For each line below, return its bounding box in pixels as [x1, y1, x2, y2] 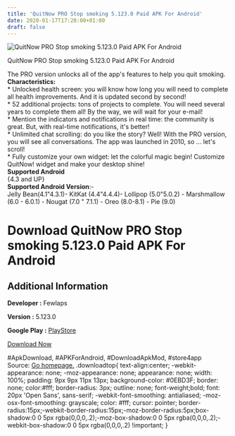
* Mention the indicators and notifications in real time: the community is [7, 115, 215, 123]
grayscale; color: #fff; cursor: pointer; [68, 399, 177, 407]
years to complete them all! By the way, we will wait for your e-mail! [7, 107, 203, 116]
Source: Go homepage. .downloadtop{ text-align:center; [7, 361, 170, 370]
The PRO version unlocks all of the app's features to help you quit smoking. [7, 70, 226, 78]
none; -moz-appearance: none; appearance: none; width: [45, 368, 212, 377]
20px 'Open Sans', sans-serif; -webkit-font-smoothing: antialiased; [7, 391, 202, 399]
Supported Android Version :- [7, 183, 94, 191]
